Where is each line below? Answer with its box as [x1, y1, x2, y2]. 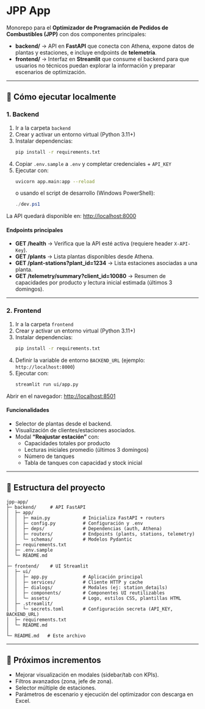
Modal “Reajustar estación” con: [15, 433, 99, 440]
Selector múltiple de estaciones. [15, 684, 96, 692]
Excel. [15, 697, 31, 705]
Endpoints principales [6, 226, 63, 233]
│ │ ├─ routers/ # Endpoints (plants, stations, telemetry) [6, 531, 195, 537]
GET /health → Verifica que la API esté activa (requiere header [15, 240, 173, 247]
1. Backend [6, 110, 40, 119]
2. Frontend [6, 307, 41, 315]
